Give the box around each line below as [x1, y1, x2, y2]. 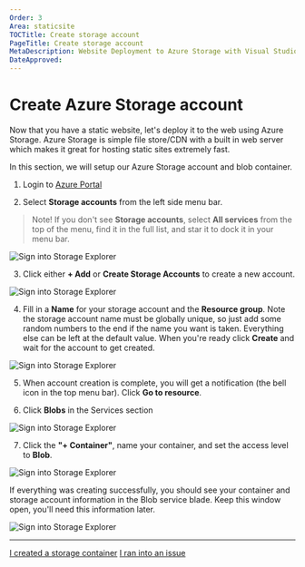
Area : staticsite [9, 22, 75, 31]
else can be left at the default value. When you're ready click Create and [22, 332, 295, 343]
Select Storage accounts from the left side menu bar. [22, 196, 223, 207]
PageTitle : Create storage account [9, 38, 144, 48]
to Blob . [22, 449, 53, 460]
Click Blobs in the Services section [22, 405, 153, 415]
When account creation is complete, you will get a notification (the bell [22, 377, 287, 388]
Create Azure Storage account [9, 94, 243, 115]
